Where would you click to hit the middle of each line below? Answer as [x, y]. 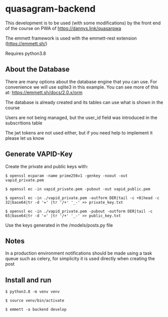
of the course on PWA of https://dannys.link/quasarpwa [63, 28]
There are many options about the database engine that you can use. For [81, 81]
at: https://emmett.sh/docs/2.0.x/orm [44, 92]
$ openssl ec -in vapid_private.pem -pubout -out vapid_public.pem [78, 189]
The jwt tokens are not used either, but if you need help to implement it [79, 133]
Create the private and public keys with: [47, 166]
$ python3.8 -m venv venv [32, 292]
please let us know [25, 138]
